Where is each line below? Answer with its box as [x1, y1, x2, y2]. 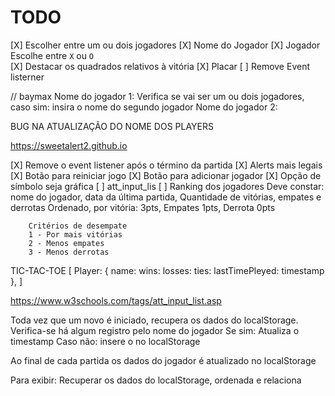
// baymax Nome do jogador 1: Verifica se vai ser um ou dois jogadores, [10, 90, 305, 102]
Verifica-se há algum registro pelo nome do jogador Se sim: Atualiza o [10, 324, 300, 336]
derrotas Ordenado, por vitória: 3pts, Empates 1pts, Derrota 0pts [10, 201, 276, 213]
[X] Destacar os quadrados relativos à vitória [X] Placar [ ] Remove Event [10, 60, 310, 72]
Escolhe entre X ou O [10, 49, 95, 61]
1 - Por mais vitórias [28, 229, 123, 240]
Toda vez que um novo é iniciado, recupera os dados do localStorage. [10, 314, 299, 326]
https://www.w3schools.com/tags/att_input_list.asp [10, 294, 222, 306]
